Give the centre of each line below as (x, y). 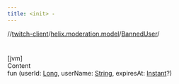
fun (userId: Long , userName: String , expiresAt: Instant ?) (89, 73)
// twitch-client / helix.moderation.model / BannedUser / (83, 34)
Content (19, 65)
